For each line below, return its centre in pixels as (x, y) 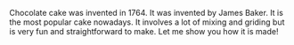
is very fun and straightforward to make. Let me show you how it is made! (144, 31)
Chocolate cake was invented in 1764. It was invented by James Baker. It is (146, 13)
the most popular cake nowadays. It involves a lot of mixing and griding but (147, 22)
